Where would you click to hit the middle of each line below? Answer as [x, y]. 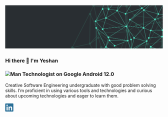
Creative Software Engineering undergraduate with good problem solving [80, 85]
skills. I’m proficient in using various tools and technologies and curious [79, 90]
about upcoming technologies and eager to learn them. [62, 95]
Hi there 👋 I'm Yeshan [32, 61]
